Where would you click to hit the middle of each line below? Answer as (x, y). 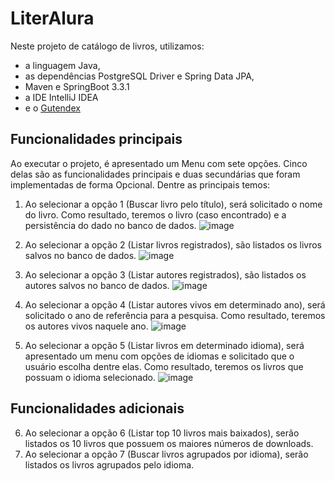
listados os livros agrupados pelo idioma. (109, 464)
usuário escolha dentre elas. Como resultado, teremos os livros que (164, 366)
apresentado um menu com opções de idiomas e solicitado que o (159, 356)
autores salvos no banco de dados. (97, 285)
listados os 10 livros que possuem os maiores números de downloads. (169, 443)
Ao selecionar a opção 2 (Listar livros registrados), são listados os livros (173, 244)
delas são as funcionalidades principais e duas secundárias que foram (155, 174)
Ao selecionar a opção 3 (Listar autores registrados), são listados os (165, 274)
